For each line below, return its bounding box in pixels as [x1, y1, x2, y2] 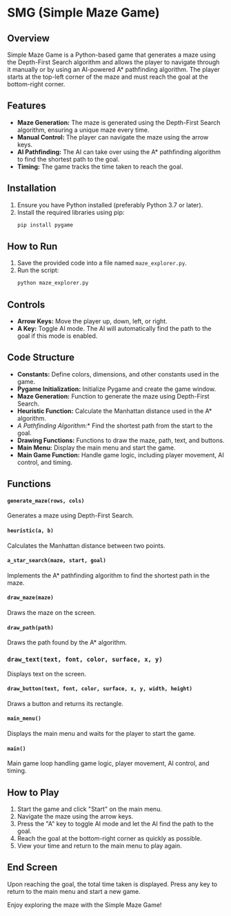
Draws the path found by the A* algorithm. [7, 638, 128, 647]
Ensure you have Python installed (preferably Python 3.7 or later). [17, 200, 203, 209]
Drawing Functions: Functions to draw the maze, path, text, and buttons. [17, 436, 225, 444]
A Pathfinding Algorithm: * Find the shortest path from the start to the [17, 421, 213, 430]
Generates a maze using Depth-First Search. [7, 511, 134, 519]
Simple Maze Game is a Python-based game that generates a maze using [7, 50, 216, 59]
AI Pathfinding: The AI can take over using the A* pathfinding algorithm [17, 147, 221, 156]
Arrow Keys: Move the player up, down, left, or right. [17, 317, 168, 325]
